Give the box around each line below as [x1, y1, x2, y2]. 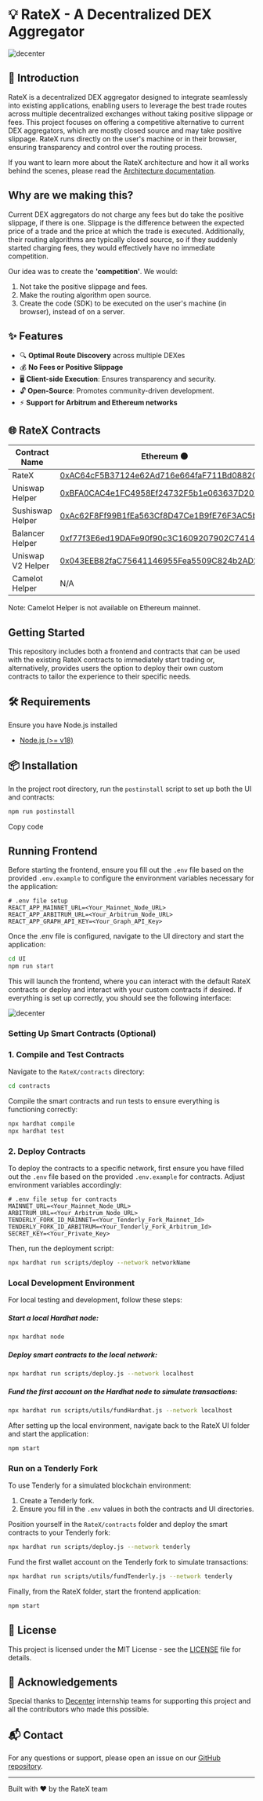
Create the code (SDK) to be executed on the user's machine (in [19, 298, 227, 308]
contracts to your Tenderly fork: [8, 1528, 111, 1537]
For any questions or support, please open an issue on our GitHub [8, 1753, 221, 1763]
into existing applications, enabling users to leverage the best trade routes [8, 101, 247, 110]
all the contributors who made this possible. [8, 1704, 150, 1714]
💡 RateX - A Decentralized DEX [8, 5, 212, 24]
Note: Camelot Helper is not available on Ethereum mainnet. [8, 603, 201, 613]
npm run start [8, 962, 55, 971]
